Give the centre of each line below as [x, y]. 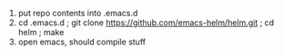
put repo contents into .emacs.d [78, 13]
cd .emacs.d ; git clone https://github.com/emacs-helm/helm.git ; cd [146, 23]
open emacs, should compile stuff [82, 42]
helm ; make [41, 32]
